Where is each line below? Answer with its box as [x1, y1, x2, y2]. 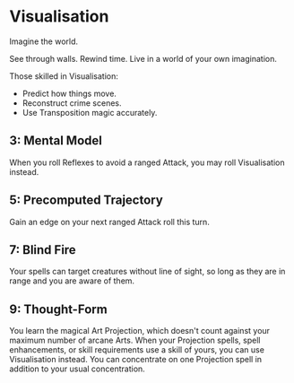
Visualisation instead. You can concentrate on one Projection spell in [9, 354, 263, 365]
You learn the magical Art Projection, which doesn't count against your [9, 326, 271, 336]
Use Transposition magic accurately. [22, 107, 158, 118]
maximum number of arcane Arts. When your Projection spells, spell [9, 335, 261, 346]
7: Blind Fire [9, 242, 76, 257]
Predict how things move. [22, 88, 117, 99]
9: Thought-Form [9, 301, 108, 317]
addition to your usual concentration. [9, 363, 145, 374]
